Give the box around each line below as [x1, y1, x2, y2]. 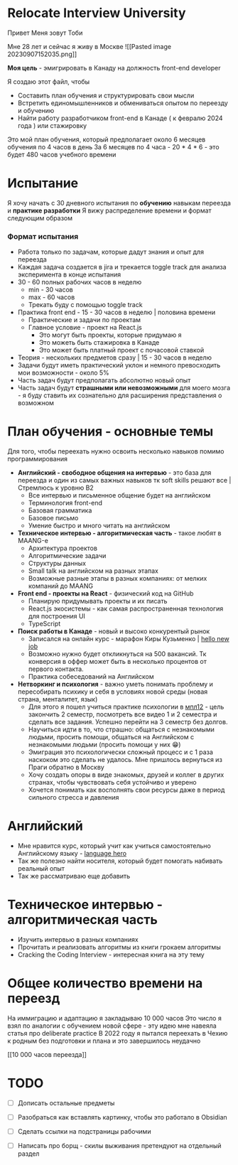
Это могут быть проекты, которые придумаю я [38, 331, 183, 339]
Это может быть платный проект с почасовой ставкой [38, 346, 205, 355]
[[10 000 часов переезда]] [7, 1050, 87, 1058]
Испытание [7, 176, 79, 191]
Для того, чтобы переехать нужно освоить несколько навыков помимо [7, 447, 225, 456]
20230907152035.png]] [7, 50, 77, 58]
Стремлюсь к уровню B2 [17, 483, 94, 492]
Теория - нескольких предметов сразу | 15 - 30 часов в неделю [17, 353, 212, 362]
